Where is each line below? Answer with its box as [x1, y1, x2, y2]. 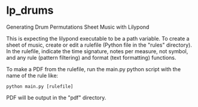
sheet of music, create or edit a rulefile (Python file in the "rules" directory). [6, 41, 193, 48]
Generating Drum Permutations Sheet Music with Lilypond [6, 23, 150, 30]
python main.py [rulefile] [6, 83, 74, 90]
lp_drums [6, 4, 54, 17]
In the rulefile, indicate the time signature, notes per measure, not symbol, [6, 47, 188, 54]
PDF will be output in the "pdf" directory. [6, 94, 106, 101]
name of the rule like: [6, 72, 59, 79]
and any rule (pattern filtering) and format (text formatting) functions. [6, 54, 176, 61]
